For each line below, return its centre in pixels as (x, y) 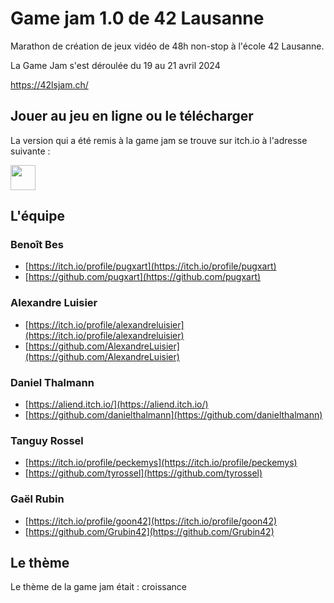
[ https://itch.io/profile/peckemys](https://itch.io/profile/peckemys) (161, 463)
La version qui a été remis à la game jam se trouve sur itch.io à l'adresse (159, 140)
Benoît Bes (37, 245)
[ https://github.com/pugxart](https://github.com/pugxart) (143, 277)
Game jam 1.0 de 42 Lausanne (137, 18)
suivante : (30, 151)
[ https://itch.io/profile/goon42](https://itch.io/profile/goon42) (151, 521)
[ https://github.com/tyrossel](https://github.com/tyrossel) (143, 473)
